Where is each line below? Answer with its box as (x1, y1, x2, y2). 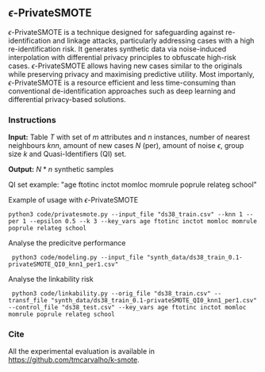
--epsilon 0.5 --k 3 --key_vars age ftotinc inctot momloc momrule (29, 218, 258, 226)
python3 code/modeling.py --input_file (11, 253, 144, 262)
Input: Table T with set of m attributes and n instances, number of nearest (8, 132, 251, 142)
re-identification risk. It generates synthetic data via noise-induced (8, 44, 227, 54)
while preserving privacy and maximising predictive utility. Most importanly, (8, 69, 255, 78)
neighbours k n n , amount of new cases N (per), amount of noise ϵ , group (8, 141, 244, 150)
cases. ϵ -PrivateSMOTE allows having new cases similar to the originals (8, 61, 243, 70)
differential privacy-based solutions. (8, 94, 126, 104)
